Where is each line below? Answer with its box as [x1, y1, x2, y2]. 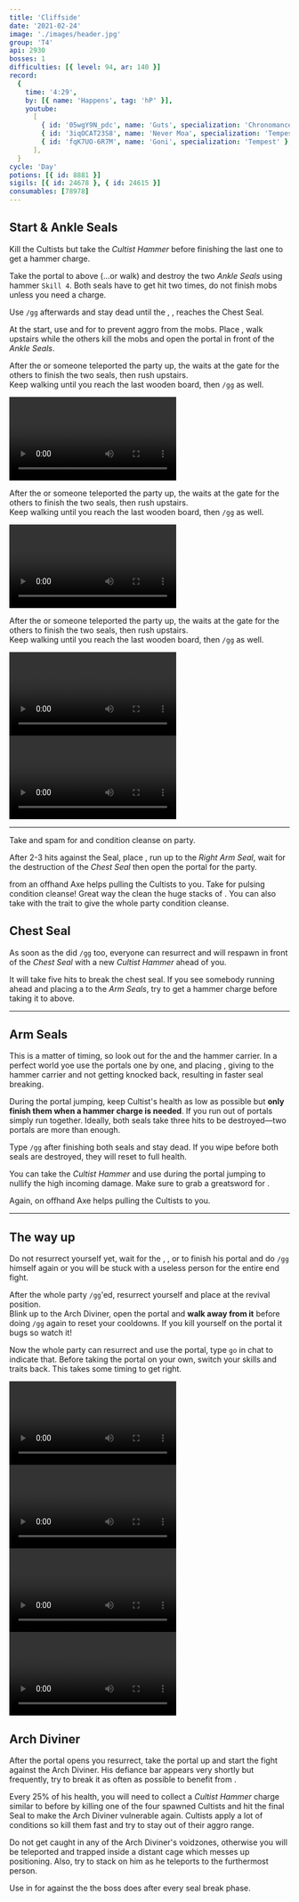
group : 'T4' [9, 37, 53, 47]
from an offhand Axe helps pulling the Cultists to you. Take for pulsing [9, 879, 265, 890]
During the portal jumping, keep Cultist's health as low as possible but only [9, 1096, 285, 1107]
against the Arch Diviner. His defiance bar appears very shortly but [9, 1765, 255, 1775]
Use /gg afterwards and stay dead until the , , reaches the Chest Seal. [9, 307, 264, 317]
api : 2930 [9, 46, 46, 55]
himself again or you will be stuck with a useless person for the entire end [9, 1263, 280, 1274]
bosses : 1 [9, 54, 46, 63]
